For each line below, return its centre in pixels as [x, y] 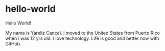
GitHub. [13, 43]
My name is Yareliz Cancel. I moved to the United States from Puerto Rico [82, 33]
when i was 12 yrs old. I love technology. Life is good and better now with [82, 38]
